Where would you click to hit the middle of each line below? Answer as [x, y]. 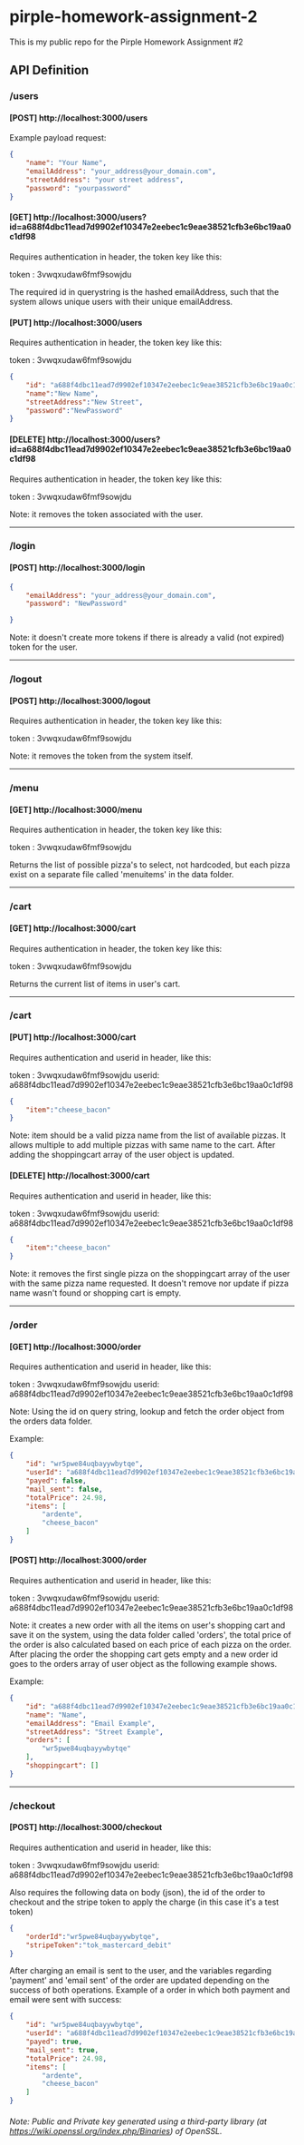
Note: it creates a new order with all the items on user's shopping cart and [147, 1625]
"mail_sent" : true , [62, 2050]
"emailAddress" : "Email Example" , [90, 1723]
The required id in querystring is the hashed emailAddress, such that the [144, 291]
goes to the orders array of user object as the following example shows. [143, 1664]
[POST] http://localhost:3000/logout [80, 700]
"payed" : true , [54, 2042]
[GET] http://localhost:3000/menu [76, 809]
